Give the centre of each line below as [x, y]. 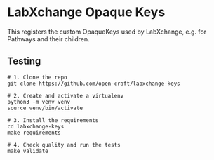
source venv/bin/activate [45, 108]
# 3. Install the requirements [53, 120]
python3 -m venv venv [39, 102]
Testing [24, 61]
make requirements [34, 133]
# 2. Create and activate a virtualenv [66, 95]
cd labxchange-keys [36, 126]
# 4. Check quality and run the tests [64, 145]
